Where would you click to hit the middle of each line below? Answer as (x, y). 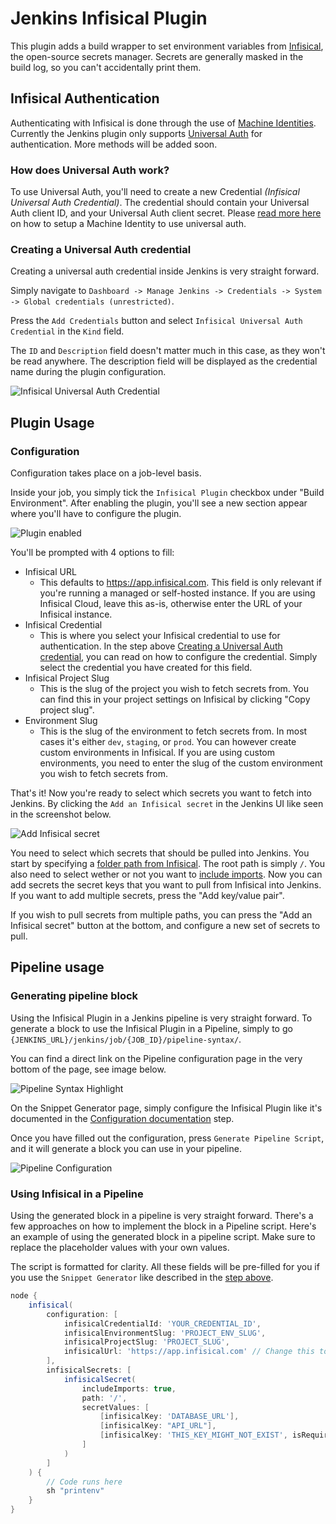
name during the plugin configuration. (88, 372)
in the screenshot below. (61, 814)
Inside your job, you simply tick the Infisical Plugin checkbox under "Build (167, 493)
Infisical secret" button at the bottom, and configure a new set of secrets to (165, 926)
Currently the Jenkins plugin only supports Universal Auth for (136, 133)
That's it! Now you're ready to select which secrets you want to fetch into (161, 793)
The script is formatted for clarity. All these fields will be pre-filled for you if (165, 1267)
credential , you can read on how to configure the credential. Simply (178, 657)
